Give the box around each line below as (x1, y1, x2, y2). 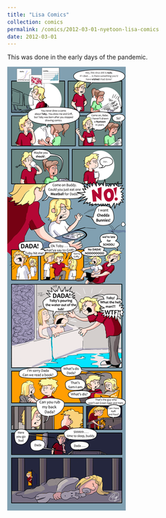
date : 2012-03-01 (7, 33, 57, 40)
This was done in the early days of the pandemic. (7, 53, 148, 62)
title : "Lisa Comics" (7, 11, 70, 18)
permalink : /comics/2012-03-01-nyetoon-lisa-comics (7, 26, 159, 33)
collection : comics (7, 18, 64, 26)
